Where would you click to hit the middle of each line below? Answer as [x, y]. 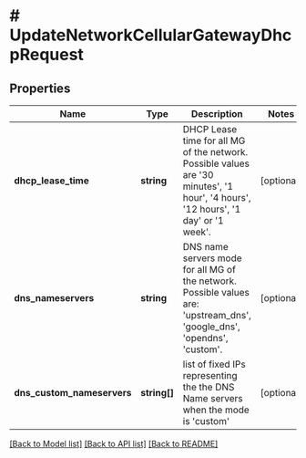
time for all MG [214, 141]
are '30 [198, 175]
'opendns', [206, 338]
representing [210, 375]
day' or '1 [204, 220]
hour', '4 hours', [217, 198]
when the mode [216, 410]
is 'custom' [206, 421]
